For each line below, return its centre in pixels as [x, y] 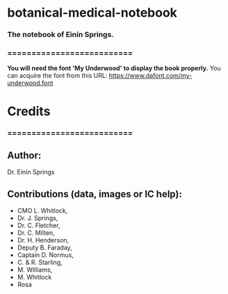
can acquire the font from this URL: [57, 76]
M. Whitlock [34, 277]
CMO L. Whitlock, [42, 211]
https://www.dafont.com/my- [150, 76]
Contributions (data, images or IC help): [95, 194]
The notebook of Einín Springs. [61, 35]
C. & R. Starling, [40, 263]
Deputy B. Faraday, [45, 247]
